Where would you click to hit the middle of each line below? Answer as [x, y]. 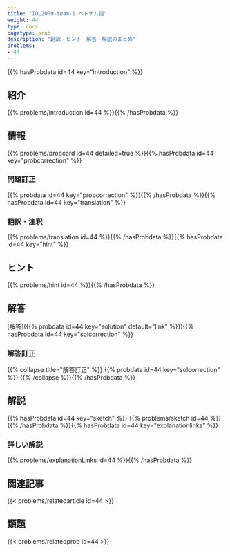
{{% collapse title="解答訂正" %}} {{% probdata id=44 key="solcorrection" [114, 370]
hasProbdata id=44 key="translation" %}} [67, 202]
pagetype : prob [29, 33]
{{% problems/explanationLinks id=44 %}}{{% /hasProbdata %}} [99, 460]
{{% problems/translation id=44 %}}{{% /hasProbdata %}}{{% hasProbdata [115, 237]
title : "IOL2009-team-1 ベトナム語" [57, 13]
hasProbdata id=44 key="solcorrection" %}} [70, 334]
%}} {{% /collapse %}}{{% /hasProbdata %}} [71, 378]
